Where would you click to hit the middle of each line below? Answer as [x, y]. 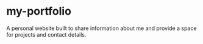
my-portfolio [39, 11]
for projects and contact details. [46, 34]
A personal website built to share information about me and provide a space [101, 28]
